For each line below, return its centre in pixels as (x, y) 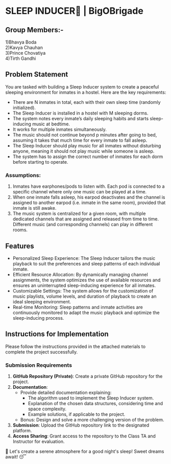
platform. (22, 431)
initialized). (24, 107)
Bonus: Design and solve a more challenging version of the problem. (92, 420)
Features (20, 246)
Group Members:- (34, 30)
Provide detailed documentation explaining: (66, 393)
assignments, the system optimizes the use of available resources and (87, 280)
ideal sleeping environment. (42, 301)
